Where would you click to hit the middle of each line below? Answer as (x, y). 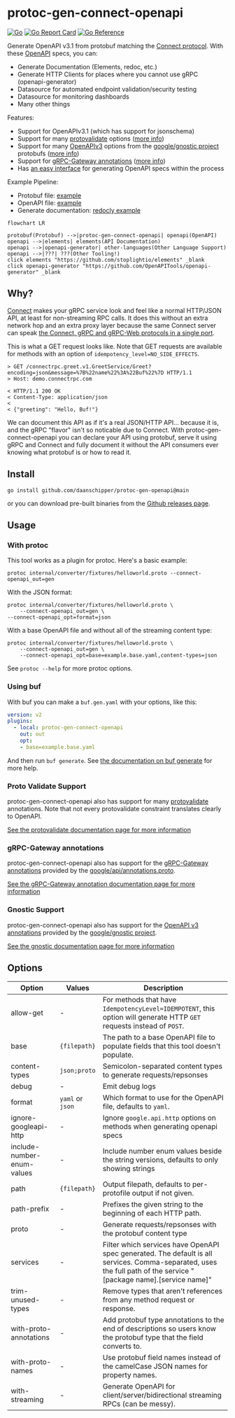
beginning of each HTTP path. (152, 1213)
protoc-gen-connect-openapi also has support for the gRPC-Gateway (108, 863)
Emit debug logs (129, 1086)
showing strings (129, 1168)
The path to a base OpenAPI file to (159, 1037)
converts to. (122, 1346)
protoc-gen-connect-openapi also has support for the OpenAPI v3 (103, 925)
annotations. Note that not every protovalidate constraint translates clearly (114, 809)
